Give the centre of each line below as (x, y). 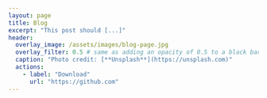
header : (21, 38)
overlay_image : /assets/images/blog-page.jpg (92, 45)
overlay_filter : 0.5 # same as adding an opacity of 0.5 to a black (131, 52)
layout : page (30, 15)
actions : (30, 67)
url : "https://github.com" (74, 81)
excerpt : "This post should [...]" (67, 30)
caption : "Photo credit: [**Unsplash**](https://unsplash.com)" (124, 60)
